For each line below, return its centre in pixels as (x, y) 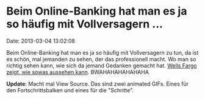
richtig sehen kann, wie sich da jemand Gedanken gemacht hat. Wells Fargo (102, 66)
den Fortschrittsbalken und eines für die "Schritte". (70, 90)
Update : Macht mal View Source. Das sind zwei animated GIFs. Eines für (98, 84)
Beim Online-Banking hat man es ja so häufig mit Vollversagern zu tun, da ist (103, 52)
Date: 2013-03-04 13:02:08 (41, 41)
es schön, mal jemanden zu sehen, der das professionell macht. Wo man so (101, 59)
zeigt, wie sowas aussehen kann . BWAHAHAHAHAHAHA (78, 72)
